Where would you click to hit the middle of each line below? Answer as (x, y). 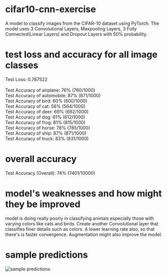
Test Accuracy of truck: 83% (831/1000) (47, 138)
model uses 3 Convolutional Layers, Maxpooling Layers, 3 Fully (71, 28)
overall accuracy (41, 159)
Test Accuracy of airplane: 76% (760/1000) (50, 90)
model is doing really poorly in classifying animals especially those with (80, 218)
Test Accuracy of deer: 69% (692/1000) (47, 111)
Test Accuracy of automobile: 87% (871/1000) (53, 95)
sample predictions (47, 255)
